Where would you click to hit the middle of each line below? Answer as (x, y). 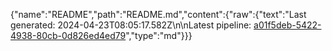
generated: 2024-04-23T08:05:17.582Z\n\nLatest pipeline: (131, 25)
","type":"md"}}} (159, 35)
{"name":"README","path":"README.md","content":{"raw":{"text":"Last (158, 14)
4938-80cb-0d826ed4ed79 (68, 35)
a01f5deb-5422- (287, 25)
